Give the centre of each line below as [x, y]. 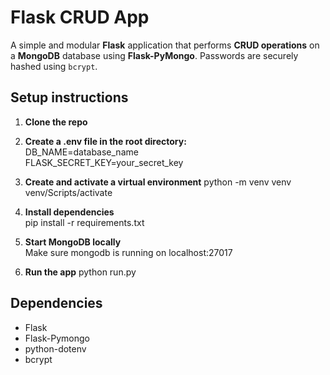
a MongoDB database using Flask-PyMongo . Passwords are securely [154, 55]
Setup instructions [69, 97]
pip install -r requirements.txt [84, 222]
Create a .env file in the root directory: [105, 141]
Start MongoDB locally [73, 242]
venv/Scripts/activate [68, 192]
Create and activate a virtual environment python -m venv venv [158, 182]
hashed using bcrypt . [54, 66]
